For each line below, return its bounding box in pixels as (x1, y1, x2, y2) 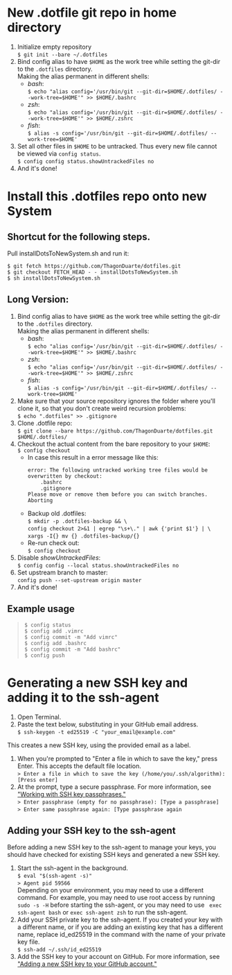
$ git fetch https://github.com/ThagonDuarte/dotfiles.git (7, 262, 181, 269)
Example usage (7, 603, 75, 615)
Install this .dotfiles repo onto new (7, 189, 207, 204)
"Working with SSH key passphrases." (17, 790, 126, 798)
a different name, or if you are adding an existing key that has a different (17, 923, 224, 931)
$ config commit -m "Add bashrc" (24, 646, 121, 653)
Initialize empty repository (17, 42, 92, 51)
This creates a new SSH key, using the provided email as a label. (7, 741, 191, 749)
